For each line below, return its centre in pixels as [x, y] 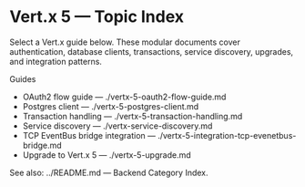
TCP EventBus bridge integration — [89, 135]
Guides [23, 78]
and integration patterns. [56, 61]
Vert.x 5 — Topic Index [97, 17]
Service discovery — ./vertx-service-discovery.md [117, 126]
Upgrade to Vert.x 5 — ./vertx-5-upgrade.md [107, 155]
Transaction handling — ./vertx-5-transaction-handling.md [132, 116]
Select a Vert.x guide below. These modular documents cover [125, 42]
